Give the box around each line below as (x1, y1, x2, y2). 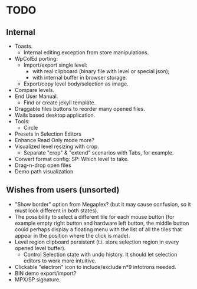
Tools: (14, 118, 30, 124)
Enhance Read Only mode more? (14, 137, 95, 143)
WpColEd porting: (14, 55, 58, 62)
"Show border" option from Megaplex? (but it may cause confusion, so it (14, 201, 191, 208)
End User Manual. (14, 93, 58, 100)
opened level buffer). (14, 244, 66, 251)
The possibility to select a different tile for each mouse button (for (14, 213, 175, 220)
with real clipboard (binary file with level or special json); (32, 68, 170, 74)
